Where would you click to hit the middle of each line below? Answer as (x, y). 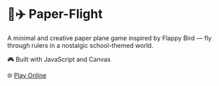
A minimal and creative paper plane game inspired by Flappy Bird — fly (109, 38)
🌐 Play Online (27, 75)
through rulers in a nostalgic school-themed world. (80, 45)
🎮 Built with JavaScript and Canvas (59, 59)
